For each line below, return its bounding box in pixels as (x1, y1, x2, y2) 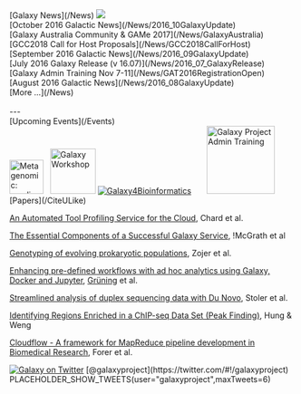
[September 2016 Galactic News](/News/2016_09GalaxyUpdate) (9, 49, 249, 59)
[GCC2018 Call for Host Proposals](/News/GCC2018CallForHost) (9, 39, 251, 49)
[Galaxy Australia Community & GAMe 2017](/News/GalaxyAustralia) (9, 29, 265, 40)
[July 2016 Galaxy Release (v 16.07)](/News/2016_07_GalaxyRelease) (9, 58, 266, 69)
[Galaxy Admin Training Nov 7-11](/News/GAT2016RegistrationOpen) (9, 68, 266, 78)
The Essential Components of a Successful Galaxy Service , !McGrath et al (9, 230, 286, 241)
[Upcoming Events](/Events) (9, 116, 115, 126)
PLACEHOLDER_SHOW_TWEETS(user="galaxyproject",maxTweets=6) (9, 374, 271, 384)
